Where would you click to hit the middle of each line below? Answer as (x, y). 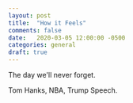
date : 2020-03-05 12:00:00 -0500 (67, 38)
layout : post (30, 15)
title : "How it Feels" (47, 23)
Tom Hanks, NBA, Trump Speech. (63, 90)
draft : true (28, 52)
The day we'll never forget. (52, 75)
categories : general (42, 45)
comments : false (35, 30)
